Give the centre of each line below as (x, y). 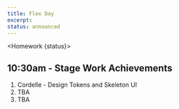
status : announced (34, 26)
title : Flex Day (31, 14)
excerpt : (20, 20)
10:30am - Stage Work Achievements (90, 68)
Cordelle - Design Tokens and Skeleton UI (77, 85)
